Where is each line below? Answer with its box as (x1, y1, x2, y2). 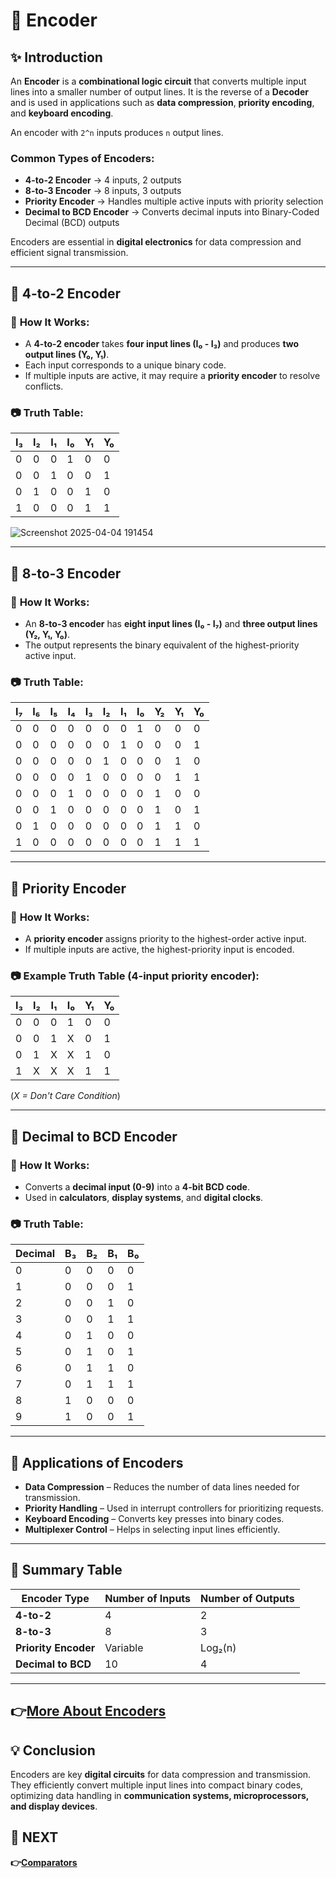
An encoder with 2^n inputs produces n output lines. (10, 127, 224, 138)
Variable (104, 1640, 144, 1654)
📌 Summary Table (10, 1562, 123, 1579)
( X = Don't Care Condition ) (10, 1090, 121, 1102)
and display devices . (10, 1800, 98, 1813)
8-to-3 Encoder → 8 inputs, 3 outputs (24, 185, 182, 197)
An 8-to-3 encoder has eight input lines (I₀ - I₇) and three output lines (24, 617, 318, 629)
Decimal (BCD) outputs (24, 217, 120, 229)
